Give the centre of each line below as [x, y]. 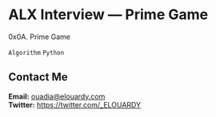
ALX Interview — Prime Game [108, 15]
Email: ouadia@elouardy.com [57, 96]
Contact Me [38, 77]
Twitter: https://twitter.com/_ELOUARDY [75, 104]
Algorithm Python [36, 53]
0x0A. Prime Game [39, 37]
